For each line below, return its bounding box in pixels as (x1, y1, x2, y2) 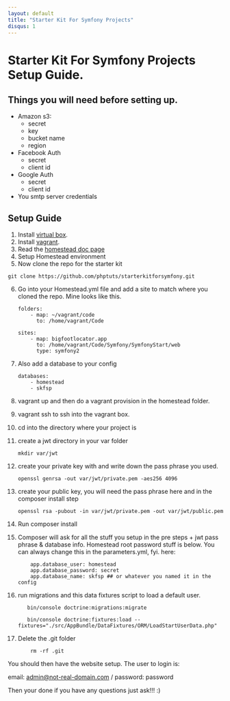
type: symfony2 (36, 348, 79, 355)
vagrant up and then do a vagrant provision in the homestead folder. (17, 397, 210, 405)
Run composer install (17, 520, 78, 528)
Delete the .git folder (17, 634, 76, 643)
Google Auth (17, 171, 53, 179)
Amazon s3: (17, 112, 52, 121)
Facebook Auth (17, 149, 61, 157)
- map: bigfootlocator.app (30, 335, 107, 343)
